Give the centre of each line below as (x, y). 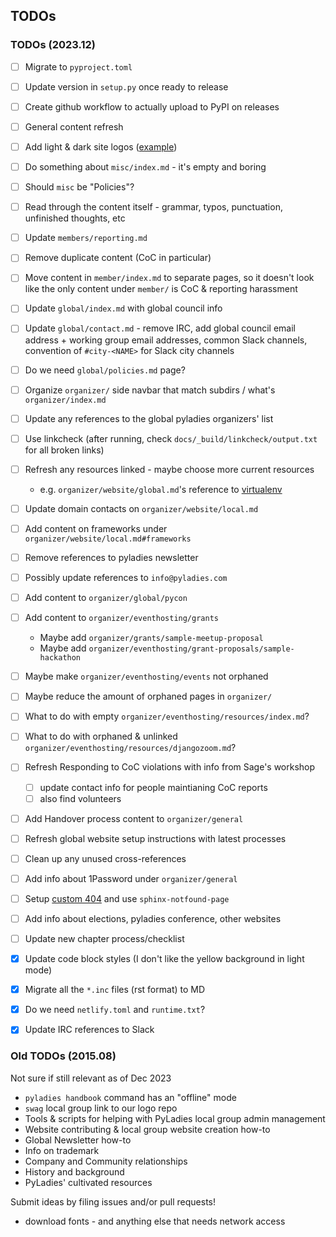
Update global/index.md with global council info (123, 308)
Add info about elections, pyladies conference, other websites (153, 918)
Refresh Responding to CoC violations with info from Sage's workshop (170, 767)
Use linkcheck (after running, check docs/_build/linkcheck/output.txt (171, 438)
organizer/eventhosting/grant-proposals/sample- (191, 649)
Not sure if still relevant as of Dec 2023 (91, 1078)
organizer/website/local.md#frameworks (108, 539)
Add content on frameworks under (96, 528)
